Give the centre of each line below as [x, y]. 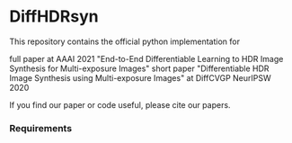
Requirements [41, 128]
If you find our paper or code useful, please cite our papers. [120, 104]
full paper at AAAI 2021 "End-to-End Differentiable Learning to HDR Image [146, 58]
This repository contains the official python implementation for [125, 41]
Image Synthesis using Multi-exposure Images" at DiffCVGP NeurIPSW [140, 77]
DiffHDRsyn [54, 17]
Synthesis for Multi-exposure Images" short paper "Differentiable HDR [139, 68]
